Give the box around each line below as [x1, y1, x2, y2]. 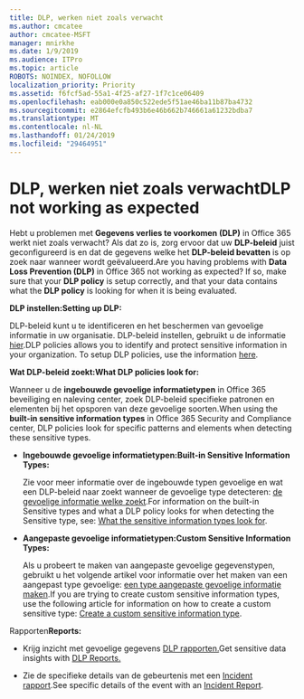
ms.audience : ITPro [9, 55, 83, 64]
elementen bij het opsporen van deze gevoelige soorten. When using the [9, 403, 279, 414]
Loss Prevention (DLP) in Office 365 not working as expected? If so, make [9, 266, 287, 277]
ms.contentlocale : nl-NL [9, 123, 103, 132]
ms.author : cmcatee [9, 22, 83, 31]
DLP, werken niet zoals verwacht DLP [9, 178, 291, 199]
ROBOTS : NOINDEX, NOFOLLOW [9, 72, 111, 81]
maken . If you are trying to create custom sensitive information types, [22, 589, 280, 600]
